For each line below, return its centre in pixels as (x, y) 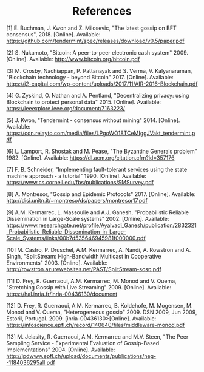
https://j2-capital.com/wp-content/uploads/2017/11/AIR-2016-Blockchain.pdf (102, 84)
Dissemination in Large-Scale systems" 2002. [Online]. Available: (88, 218)
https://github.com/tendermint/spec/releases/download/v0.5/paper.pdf (95, 41)
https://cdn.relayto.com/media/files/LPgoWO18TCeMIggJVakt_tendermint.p (101, 133)
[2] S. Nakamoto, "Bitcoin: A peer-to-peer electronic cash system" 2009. (97, 52)
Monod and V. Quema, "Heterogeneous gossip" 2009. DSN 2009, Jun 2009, (102, 312)
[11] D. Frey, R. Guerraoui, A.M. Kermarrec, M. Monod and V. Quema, (92, 281)
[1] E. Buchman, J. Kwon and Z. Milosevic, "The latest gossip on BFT (92, 28)
